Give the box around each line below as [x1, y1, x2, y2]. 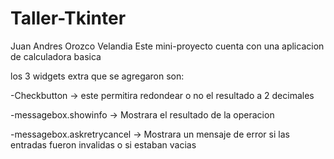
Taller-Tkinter [10, 7, 127, 30]
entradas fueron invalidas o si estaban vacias [10, 138, 197, 151]
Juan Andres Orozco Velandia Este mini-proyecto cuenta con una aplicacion [10, 40, 325, 52]
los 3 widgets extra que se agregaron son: [10, 70, 185, 82]
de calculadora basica [10, 50, 102, 62]
